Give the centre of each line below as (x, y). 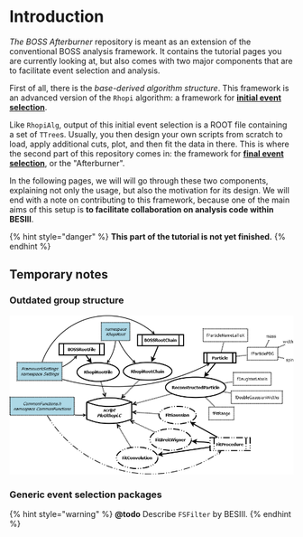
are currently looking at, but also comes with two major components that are (151, 61)
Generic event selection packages (86, 495)
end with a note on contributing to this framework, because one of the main (150, 200)
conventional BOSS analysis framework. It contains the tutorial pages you (146, 51)
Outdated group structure (67, 300)
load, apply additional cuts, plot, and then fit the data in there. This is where (150, 144)
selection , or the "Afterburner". (67, 163)
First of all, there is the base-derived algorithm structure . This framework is (149, 88)
